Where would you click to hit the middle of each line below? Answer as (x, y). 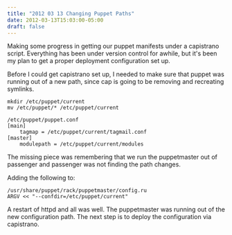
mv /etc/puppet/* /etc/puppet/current (63, 108)
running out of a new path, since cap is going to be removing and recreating (116, 82)
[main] (17, 126)
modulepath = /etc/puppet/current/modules (82, 144)
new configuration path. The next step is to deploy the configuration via (109, 217)
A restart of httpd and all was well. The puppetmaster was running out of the (116, 209)
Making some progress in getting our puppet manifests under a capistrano (113, 46)
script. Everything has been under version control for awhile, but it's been (112, 53)
